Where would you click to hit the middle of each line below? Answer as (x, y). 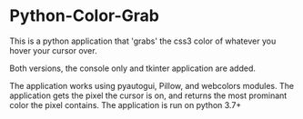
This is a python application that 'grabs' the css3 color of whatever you (143, 41)
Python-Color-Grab (84, 16)
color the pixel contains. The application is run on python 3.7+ (126, 104)
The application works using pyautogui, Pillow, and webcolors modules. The (151, 85)
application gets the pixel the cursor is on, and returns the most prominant (148, 95)
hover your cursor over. (53, 50)
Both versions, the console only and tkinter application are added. (133, 68)
